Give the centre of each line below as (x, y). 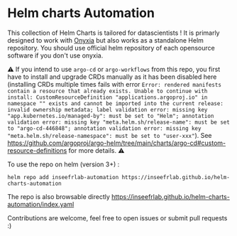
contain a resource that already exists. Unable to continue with (108, 91)
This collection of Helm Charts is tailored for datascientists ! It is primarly (114, 33)
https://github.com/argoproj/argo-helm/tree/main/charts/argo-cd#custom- (117, 143)
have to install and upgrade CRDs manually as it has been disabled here (112, 77)
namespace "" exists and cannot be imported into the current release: (115, 103)
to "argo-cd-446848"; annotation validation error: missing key (104, 128)
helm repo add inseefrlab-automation (63, 177)
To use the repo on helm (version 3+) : (64, 164)
